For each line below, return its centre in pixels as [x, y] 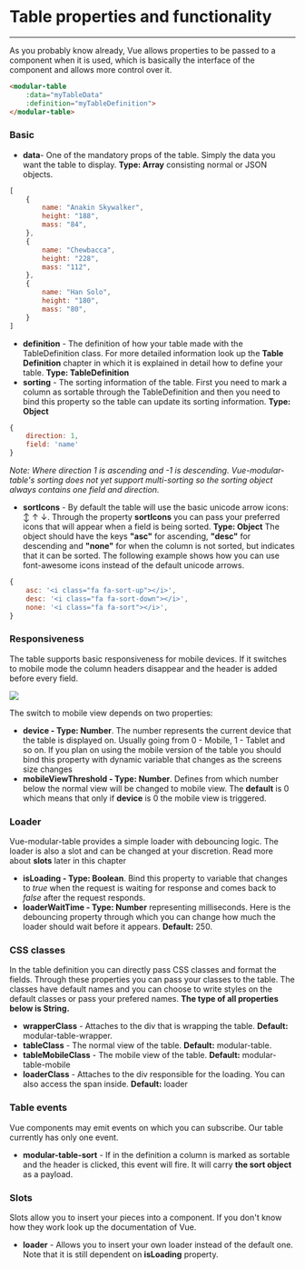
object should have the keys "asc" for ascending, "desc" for [137, 536]
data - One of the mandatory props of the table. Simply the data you [149, 155]
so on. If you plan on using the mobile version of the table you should [152, 749]
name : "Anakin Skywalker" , [93, 208]
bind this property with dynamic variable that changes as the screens [152, 759]
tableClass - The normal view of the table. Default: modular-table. [147, 1045]
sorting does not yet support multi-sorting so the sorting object [155, 480]
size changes [47, 769]
